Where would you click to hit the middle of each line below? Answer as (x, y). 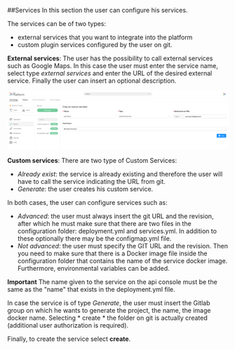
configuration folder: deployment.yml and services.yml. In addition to (117, 231)
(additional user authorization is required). (68, 325)
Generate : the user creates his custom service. (85, 189)
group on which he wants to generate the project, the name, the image (109, 311)
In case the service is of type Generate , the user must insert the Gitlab (109, 303)
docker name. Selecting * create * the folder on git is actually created (108, 318)
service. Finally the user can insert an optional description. (92, 81)
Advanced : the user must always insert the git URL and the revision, (115, 216)
